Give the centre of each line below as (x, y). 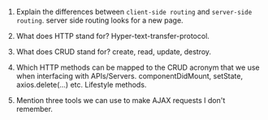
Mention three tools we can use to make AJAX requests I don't (121, 100)
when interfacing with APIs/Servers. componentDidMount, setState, (130, 76)
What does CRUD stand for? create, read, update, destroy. (114, 51)
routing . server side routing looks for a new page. (100, 20)
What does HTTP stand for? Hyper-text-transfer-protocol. (112, 36)
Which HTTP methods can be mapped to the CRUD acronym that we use (138, 67)
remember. (34, 109)
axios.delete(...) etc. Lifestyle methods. (81, 85)
